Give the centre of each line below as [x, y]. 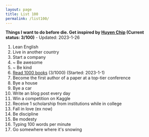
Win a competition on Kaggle [41, 99]
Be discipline [25, 114]
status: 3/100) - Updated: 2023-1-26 [43, 37]
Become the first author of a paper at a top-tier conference [71, 78]
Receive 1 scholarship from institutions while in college [67, 104]
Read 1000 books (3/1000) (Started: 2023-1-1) [58, 73]
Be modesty [25, 119]
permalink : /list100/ [27, 18]
